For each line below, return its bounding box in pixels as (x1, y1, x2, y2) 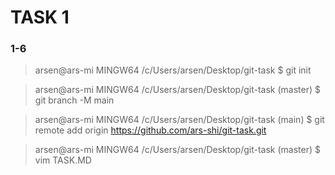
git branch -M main (34, 94, 115, 106)
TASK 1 (10, 6, 70, 29)
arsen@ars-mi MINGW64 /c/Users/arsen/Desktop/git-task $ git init (34, 64, 312, 76)
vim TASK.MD (34, 154, 92, 166)
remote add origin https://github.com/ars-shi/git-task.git (34, 124, 267, 136)
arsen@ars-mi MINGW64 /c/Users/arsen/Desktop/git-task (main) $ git (34, 114, 325, 126)
